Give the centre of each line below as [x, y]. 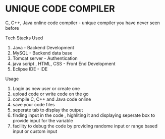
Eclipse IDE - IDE [30, 69]
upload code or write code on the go [51, 94]
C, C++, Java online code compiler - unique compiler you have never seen [83, 23]
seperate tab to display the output [48, 110]
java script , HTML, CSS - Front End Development [64, 63]
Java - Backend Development [43, 47]
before [12, 28]
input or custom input [35, 131]
